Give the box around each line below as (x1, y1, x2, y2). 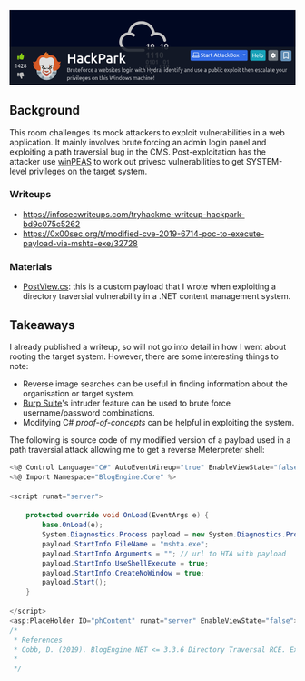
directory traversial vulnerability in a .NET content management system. (22, 291, 291, 302)
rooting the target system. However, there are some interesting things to (9, 351, 279, 362)
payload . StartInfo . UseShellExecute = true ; (42, 558, 209, 568)
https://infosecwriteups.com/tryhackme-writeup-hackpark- (22, 208, 245, 219)
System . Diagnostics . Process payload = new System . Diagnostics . (42, 530, 286, 539)
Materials (9, 260, 53, 273)
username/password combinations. (22, 406, 156, 418)
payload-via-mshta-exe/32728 (22, 237, 139, 248)
